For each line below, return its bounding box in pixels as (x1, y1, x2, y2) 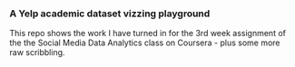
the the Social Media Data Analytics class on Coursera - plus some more (9, 37, 280, 48)
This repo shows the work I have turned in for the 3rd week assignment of (9, 28, 286, 39)
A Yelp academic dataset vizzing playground (9, 7, 211, 20)
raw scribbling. (9, 47, 65, 58)
